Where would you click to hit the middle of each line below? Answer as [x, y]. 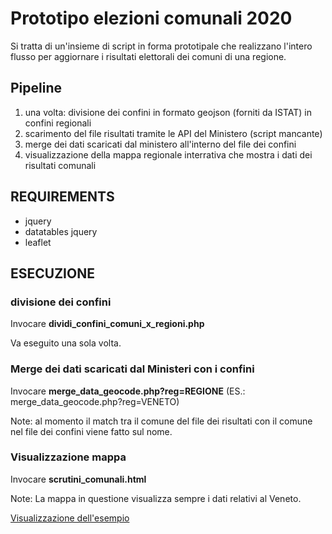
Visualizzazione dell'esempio [70, 518]
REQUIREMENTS [62, 197]
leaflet [38, 242]
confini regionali [58, 123]
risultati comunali [60, 165]
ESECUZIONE [52, 273]
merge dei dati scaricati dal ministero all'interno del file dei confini [160, 144]
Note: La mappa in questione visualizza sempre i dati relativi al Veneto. [156, 498]
